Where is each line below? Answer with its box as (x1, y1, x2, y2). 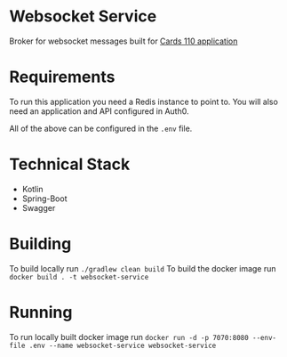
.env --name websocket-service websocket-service (28, 341, 217, 350)
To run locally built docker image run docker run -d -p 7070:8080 (9, 331, 249, 342)
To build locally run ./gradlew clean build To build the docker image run (9, 263, 277, 273)
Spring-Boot (21, 193, 68, 204)
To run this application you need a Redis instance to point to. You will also (9, 96, 278, 107)
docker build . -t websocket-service (9, 272, 149, 281)
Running (9, 302, 73, 322)
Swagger (21, 202, 56, 213)
